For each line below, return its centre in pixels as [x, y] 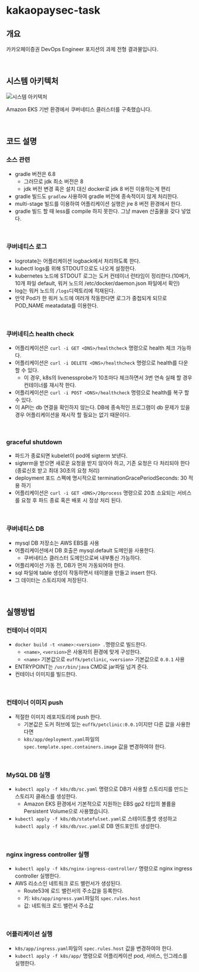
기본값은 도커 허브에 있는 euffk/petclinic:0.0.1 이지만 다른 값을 [99, 724]
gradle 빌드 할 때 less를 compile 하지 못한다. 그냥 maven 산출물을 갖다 [97, 211]
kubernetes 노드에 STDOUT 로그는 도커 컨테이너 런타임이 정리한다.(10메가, [102, 276]
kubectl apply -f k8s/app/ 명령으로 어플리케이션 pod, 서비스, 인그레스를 [101, 955]
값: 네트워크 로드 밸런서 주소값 [59, 906]
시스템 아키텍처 [32, 81]
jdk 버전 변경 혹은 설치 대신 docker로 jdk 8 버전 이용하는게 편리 [97, 188]
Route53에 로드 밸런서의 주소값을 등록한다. [73, 891]
